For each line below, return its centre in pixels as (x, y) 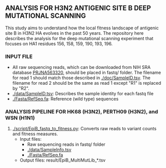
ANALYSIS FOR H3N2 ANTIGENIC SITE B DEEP (78, 8)
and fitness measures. (35, 134)
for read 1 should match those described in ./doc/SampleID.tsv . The (81, 78)
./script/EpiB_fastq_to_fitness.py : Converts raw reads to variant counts (84, 129)
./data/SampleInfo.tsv (49, 150)
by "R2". (21, 88)
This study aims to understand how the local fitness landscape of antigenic (82, 28)
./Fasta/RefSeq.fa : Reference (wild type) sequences (65, 99)
